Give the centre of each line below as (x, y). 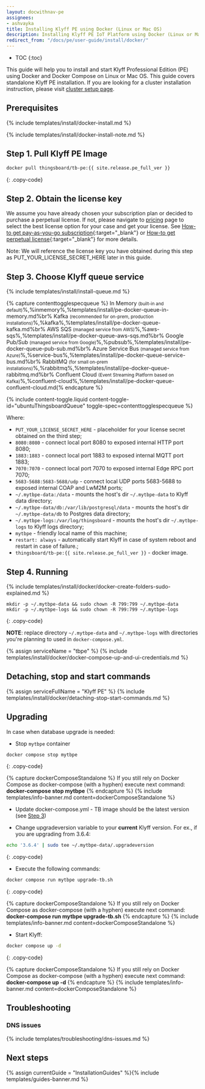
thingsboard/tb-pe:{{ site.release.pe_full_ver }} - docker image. (101, 553)
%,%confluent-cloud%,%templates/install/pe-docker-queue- (97, 381)
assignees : (20, 18)
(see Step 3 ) (31, 816)
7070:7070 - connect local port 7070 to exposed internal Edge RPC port (104, 469)
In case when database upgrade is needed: (61, 731)
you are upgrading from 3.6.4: (53, 834)
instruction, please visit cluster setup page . (60, 89)
